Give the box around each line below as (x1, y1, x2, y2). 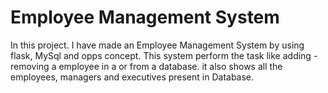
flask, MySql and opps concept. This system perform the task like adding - (10, 49, 318, 61)
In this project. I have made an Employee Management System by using (10, 39, 305, 51)
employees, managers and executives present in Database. (10, 71, 255, 83)
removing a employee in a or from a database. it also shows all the (10, 60, 283, 72)
